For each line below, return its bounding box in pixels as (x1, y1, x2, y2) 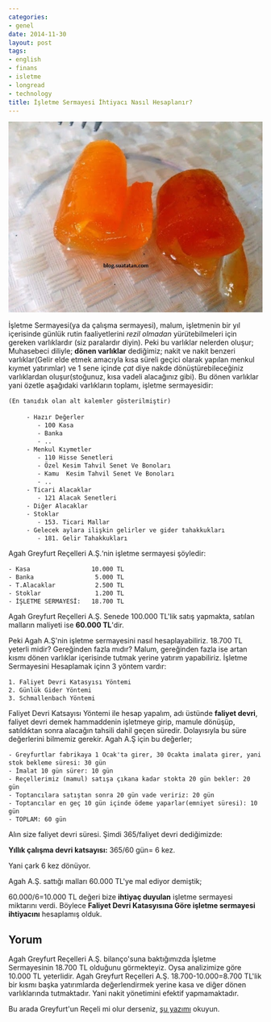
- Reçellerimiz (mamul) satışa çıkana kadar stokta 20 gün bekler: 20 (8, 775, 251, 783)
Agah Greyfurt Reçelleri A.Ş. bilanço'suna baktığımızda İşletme (8, 954, 216, 964)
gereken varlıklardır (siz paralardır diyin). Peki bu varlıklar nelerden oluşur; (8, 337, 254, 347)
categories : (8, 13, 48, 21)
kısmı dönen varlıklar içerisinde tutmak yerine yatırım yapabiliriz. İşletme (8, 653, 248, 663)
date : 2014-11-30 (8, 30, 67, 38)
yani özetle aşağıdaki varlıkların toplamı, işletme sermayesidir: (8, 380, 214, 391)
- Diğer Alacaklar (26, 502, 89, 510)
